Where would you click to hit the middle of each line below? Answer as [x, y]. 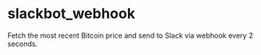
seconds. [23, 43]
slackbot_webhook [72, 14]
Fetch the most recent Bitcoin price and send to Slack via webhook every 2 [130, 35]
